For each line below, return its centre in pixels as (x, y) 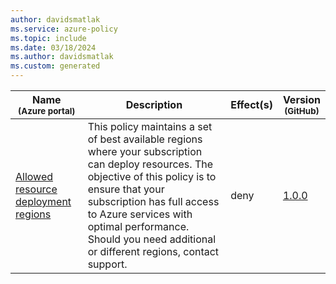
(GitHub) (302, 111)
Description (154, 104)
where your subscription (145, 151)
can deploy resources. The (150, 164)
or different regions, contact (153, 251)
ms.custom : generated (55, 66)
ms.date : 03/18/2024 (53, 47)
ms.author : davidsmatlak (62, 57)
